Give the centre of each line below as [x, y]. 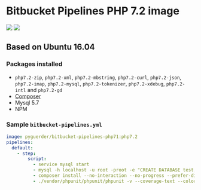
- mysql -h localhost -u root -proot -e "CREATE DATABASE [106, 170]
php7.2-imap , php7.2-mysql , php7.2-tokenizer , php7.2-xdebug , [90, 83]
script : [37, 159]
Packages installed [34, 64]
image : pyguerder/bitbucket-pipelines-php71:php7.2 [72, 137]
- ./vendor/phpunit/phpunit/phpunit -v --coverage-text [104, 181]
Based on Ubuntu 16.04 [51, 47]
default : [22, 148]
